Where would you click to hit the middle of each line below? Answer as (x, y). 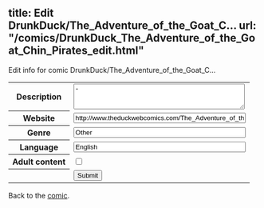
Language (39, 147)
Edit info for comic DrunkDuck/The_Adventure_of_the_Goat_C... (112, 70)
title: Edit (31, 13)
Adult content (39, 162)
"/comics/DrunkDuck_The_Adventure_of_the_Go (132, 38)
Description (39, 97)
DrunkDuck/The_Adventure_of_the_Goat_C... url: (132, 26)
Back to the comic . (39, 195)
